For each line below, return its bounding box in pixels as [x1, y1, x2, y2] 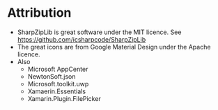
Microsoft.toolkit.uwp [27, 79, 89, 88]
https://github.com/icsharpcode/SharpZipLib [17, 35, 146, 43]
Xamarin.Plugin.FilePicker [27, 94, 101, 102]
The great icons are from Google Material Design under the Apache [17, 42, 211, 51]
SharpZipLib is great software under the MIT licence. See [17, 28, 182, 36]
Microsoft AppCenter [27, 65, 88, 73]
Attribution [7, 5, 72, 21]
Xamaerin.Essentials [27, 87, 86, 95]
